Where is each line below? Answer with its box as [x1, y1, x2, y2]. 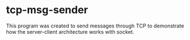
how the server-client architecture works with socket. [6, 28, 135, 35]
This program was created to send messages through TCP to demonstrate [6, 22, 185, 29]
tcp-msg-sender [6, 3, 89, 17]
